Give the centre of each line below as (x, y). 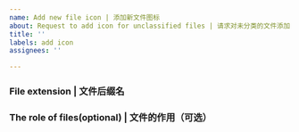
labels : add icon (42, 42)
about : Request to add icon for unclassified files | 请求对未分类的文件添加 (150, 26)
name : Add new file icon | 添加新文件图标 (85, 17)
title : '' (28, 34)
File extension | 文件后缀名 (67, 92)
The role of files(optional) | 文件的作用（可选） (111, 117)
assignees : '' (36, 51)
